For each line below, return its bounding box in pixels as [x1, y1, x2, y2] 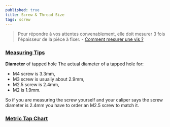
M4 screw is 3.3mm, [12, 70, 56, 77]
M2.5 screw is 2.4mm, [12, 81, 59, 87]
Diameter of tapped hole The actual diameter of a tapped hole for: [5, 61, 144, 67]
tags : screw [5, 17, 30, 22]
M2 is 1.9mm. [12, 87, 41, 93]
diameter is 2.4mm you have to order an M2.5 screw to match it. [5, 102, 140, 108]
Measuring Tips [5, 49, 45, 56]
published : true [5, 7, 40, 13]
